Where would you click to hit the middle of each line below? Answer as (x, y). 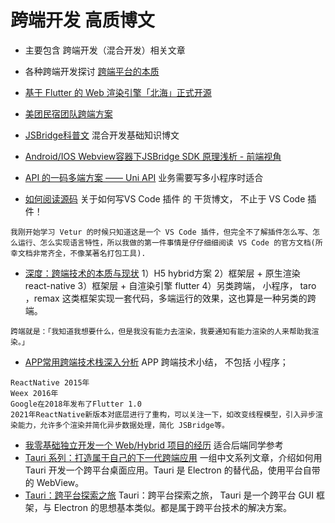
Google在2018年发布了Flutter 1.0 (76, 404)
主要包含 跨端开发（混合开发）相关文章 (105, 50)
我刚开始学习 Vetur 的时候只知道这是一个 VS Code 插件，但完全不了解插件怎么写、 (161, 232)
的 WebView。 (54, 482)
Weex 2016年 (34, 393)
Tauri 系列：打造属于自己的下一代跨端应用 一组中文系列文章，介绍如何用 (173, 457)
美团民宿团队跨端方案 (68, 113)
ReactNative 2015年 (50, 382)
